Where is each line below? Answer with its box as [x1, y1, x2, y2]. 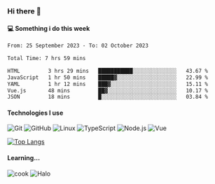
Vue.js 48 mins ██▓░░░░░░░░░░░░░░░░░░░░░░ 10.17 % [7, 87, 209, 94]
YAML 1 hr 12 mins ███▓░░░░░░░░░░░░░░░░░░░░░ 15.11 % [7, 80, 209, 87]
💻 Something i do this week [7, 24, 90, 32]
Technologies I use [7, 108, 64, 117]
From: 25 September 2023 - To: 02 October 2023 [7, 42, 149, 50]
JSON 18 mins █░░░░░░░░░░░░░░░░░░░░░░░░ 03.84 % [7, 94, 209, 101]
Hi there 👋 [7, 6, 42, 16]
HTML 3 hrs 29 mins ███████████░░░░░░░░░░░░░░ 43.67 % [7, 67, 209, 74]
